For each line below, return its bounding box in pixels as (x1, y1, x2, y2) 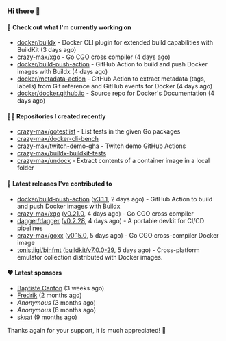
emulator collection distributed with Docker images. (16, 253, 163, 261)
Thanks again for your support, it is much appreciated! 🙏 (7, 326, 166, 334)
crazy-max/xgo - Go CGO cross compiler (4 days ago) (16, 53, 171, 61)
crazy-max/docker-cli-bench (16, 135, 99, 143)
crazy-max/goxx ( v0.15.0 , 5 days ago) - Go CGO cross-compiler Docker (16, 231, 219, 239)
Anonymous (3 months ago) (16, 298, 96, 307)
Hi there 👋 (7, 6, 41, 16)
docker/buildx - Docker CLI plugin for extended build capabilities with (16, 38, 214, 47)
